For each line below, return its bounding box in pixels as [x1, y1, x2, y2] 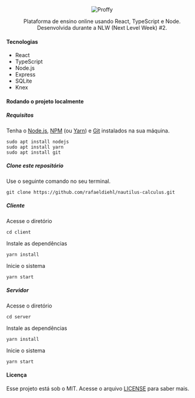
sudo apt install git [6, 149, 61, 156]
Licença [6, 371, 27, 379]
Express [15, 71, 36, 78]
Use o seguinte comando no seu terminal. [6, 177, 111, 185]
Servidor [6, 287, 29, 294]
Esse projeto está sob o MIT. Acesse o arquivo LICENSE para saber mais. [6, 385, 190, 392]
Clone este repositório [6, 162, 64, 170]
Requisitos [6, 112, 34, 119]
